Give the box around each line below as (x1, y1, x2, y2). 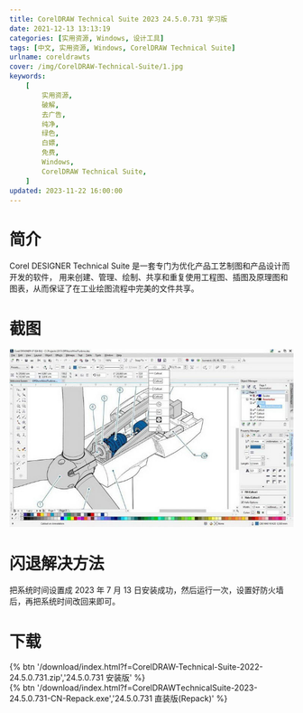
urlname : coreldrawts (9, 52, 91, 62)
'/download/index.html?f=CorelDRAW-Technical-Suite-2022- (37, 661, 263, 672)
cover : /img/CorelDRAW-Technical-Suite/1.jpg (9, 62, 183, 71)
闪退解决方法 (9, 553, 106, 574)
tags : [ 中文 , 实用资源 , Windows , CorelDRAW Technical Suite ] (9, 43, 236, 52)
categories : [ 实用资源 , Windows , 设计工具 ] (9, 33, 165, 42)
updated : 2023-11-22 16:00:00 (9, 186, 124, 195)
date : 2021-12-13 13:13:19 (9, 23, 111, 33)
